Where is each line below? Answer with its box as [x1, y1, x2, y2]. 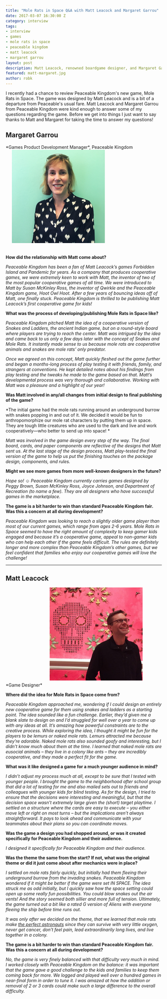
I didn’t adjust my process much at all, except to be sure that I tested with [5, 773, 156, 779]
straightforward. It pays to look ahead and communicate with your [5, 815, 142, 821]
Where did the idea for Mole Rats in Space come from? [5, 692, 120, 698]
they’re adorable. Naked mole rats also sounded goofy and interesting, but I [5, 738, 161, 744]
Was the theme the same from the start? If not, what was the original [5, 855, 150, 861]
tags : [5, 24, 17, 29]
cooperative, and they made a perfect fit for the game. [5, 754, 118, 760]
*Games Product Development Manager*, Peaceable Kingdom [5, 144, 133, 150]
